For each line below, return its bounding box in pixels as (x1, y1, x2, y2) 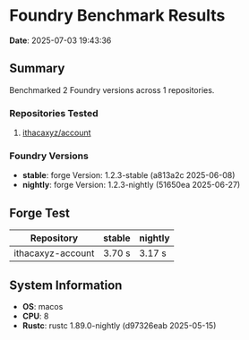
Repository (30, 232, 79, 244)
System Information (9, 277, 123, 293)
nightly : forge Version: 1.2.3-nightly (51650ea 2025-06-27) (21, 180, 241, 191)
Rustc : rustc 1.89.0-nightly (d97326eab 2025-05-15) (21, 319, 217, 331)
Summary (9, 61, 65, 76)
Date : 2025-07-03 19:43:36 (9, 35, 112, 46)
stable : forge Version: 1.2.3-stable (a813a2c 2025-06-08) (21, 170, 236, 181)
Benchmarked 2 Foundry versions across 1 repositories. (9, 84, 215, 95)
